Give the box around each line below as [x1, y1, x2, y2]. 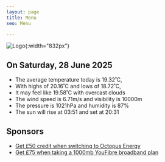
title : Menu [6, 15, 37, 21]
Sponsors [6, 126, 44, 136]
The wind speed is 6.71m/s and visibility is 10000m [15, 96, 142, 103]
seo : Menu [6, 20, 32, 26]
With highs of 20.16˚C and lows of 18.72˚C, [15, 83, 121, 90]
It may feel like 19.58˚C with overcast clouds [15, 89, 126, 96]
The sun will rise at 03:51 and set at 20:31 [15, 108, 119, 116]
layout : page [6, 9, 40, 15]
